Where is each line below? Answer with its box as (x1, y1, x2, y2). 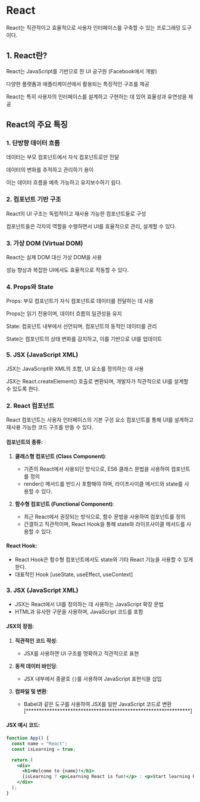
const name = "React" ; (11, 741, 68, 747)
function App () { (6, 735, 49, 741)
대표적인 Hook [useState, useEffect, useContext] (14, 571, 133, 578)
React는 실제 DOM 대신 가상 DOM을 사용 (6, 254, 102, 261)
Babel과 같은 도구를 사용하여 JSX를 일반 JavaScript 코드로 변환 (23, 700, 172, 707)
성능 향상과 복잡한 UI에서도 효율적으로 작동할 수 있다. (6, 267, 129, 274)
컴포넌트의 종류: (6, 438, 43, 445)
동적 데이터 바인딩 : (14, 662, 58, 670)
